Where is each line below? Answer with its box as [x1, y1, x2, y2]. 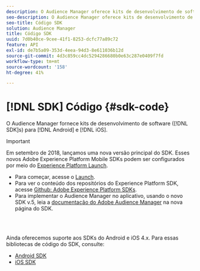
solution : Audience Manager [6, 25, 76, 31]
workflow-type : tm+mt [6, 58, 60, 64]
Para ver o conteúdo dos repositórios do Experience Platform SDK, [14, 179, 179, 187]
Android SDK [14, 252, 47, 259]
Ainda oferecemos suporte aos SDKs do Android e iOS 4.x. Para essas [6, 234, 179, 241]
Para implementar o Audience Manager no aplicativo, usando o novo [14, 193, 183, 200]
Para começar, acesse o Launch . [14, 174, 95, 181]
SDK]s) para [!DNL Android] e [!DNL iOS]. [6, 126, 108, 134]
